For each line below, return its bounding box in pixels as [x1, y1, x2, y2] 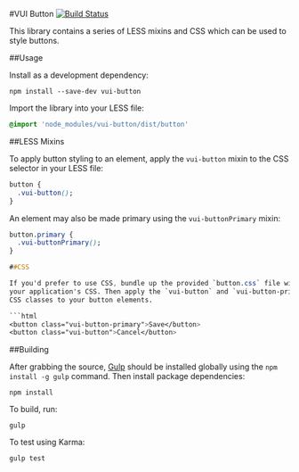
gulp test [9, 454, 46, 463]
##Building [9, 344, 49, 355]
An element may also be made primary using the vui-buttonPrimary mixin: [9, 212, 281, 223]
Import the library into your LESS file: [9, 103, 145, 113]
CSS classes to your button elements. [9, 295, 153, 304]
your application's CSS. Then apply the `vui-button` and [9, 286, 229, 296]
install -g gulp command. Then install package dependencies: [9, 371, 246, 382]
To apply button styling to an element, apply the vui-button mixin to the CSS [9, 153, 289, 164]
